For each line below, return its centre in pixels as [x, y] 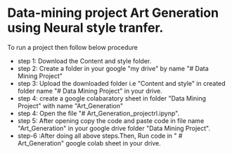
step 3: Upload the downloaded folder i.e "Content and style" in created [122, 83]
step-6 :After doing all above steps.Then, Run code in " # [100, 136]
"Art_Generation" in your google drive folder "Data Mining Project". [114, 128]
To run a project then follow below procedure [73, 47]
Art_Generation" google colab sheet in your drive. [89, 143]
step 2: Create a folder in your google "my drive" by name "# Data [113, 68]
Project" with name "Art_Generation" [70, 105]
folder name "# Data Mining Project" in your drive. [90, 91]
